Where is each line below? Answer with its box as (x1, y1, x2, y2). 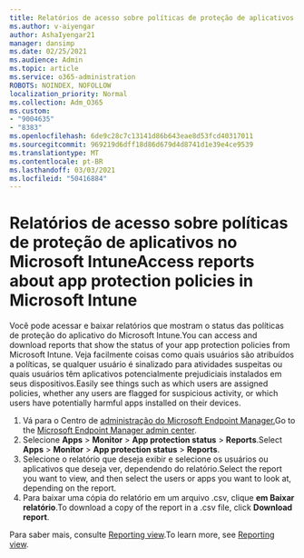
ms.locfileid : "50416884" (9, 174, 107, 183)
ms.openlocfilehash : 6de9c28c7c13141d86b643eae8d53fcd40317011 (9, 132, 254, 141)
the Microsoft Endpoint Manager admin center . (22, 424, 198, 436)
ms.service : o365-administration (9, 73, 136, 82)
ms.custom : (9, 106, 51, 115)
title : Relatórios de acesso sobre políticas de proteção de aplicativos (9, 13, 295, 23)
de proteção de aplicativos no (9, 233, 238, 253)
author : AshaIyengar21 (9, 30, 95, 39)
